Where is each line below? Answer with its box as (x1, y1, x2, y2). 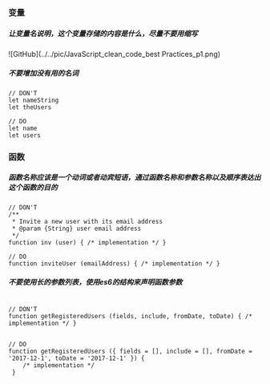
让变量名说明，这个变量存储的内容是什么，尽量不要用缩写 (8, 28, 198, 38)
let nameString (8, 96, 59, 104)
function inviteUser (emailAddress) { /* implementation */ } (8, 259, 220, 268)
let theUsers (8, 103, 52, 111)
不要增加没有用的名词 (8, 68, 79, 78)
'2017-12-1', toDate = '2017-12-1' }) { (8, 354, 146, 362)
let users (8, 131, 42, 139)
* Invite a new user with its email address (11, 217, 163, 225)
